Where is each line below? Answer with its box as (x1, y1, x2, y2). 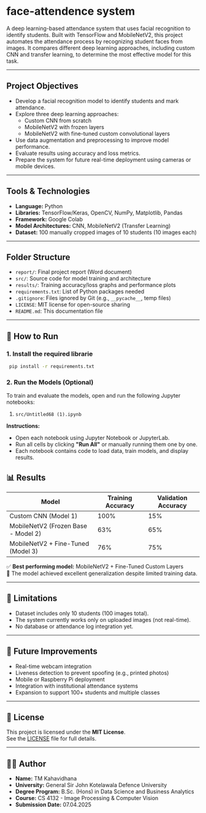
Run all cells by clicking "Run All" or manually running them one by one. (15, 441, 198, 448)
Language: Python (15, 202, 63, 210)
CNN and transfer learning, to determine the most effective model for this (6, 50, 192, 58)
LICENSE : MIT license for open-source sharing (15, 301, 131, 308)
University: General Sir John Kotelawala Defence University (15, 782, 167, 789)
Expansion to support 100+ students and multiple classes (15, 688, 161, 696)
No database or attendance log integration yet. (15, 623, 134, 630)
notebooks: (6, 398, 35, 406)
